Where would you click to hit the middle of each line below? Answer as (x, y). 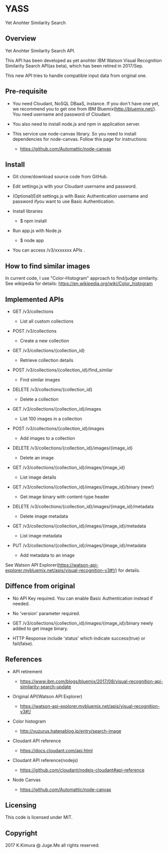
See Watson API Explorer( (32, 565)
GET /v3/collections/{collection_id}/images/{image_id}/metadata (79, 526)
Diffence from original (40, 586)
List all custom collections (47, 321)
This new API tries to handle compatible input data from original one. (76, 75)
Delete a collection (39, 399)
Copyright (21, 833)
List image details (38, 477)
